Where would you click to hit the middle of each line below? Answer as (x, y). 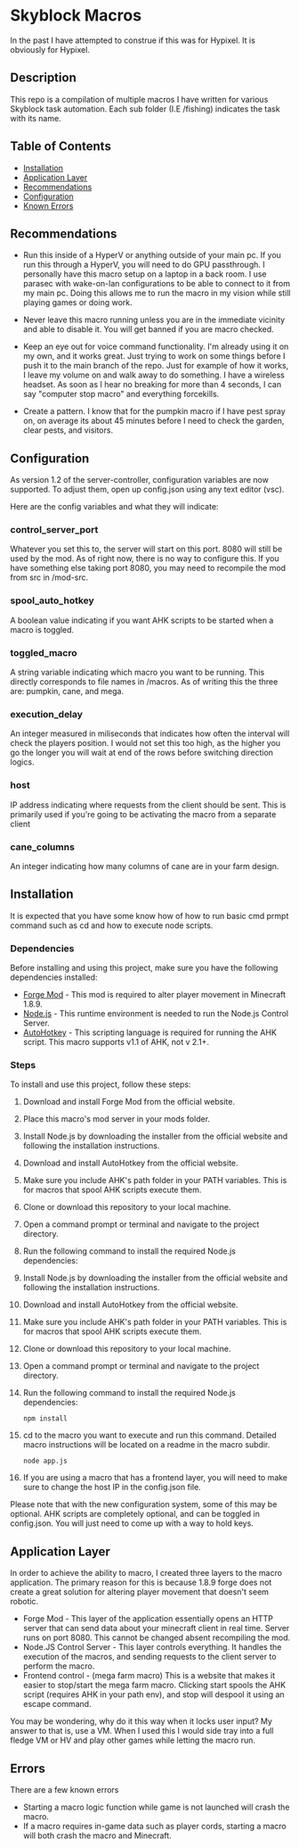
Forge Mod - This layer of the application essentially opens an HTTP (148, 1619)
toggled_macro (44, 652)
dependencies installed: (54, 977)
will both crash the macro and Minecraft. (97, 1836)
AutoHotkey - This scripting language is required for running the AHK (149, 1032)
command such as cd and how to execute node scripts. (112, 925)
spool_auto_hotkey (52, 601)
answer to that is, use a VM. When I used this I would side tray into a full (142, 1731)
